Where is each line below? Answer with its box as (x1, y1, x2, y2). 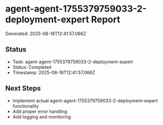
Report (91, 14, 120, 25)
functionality (12, 103, 39, 109)
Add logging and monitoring (12, 113, 71, 119)
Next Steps (5, 84, 41, 93)
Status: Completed (12, 64, 52, 70)
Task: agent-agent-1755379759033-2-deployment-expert (12, 59, 133, 65)
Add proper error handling (12, 108, 67, 114)
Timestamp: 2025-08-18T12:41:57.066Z (12, 69, 95, 75)
